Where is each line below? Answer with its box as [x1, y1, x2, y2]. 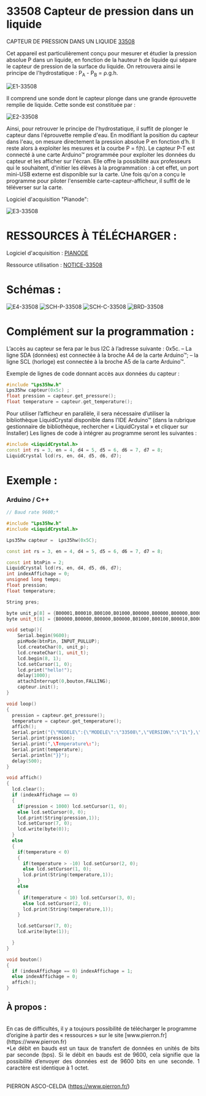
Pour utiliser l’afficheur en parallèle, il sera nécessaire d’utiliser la [6, 410, 170, 417]
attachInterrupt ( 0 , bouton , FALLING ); [17, 678, 112, 684]
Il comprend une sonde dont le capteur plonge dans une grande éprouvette [6, 94, 197, 102]
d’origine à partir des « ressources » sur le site [6, 1031, 124, 1039]
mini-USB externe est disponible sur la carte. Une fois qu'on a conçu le [6, 170, 186, 178]
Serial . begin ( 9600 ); [17, 633, 70, 639]
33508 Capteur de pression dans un [6, 4, 194, 18]
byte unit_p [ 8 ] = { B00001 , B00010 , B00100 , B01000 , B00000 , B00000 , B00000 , [6, 610, 191, 616]
